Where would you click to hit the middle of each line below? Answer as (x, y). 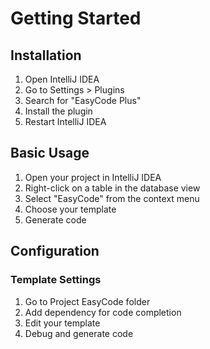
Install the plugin (58, 111)
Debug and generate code (79, 333)
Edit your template (62, 323)
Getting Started (76, 18)
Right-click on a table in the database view (112, 188)
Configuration (55, 251)
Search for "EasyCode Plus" (83, 100)
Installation (46, 55)
